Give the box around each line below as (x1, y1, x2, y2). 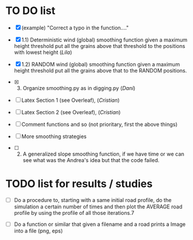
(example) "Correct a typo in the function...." (21, 24, 129, 31)
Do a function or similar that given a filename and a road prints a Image (13, 221, 186, 228)
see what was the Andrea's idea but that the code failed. (22, 156, 160, 163)
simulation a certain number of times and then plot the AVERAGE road (13, 203, 182, 210)
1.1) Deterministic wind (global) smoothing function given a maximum (21, 36, 188, 43)
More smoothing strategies (21, 133, 87, 140)
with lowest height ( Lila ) (13, 49, 72, 56)
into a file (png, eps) (13, 227, 63, 234)
